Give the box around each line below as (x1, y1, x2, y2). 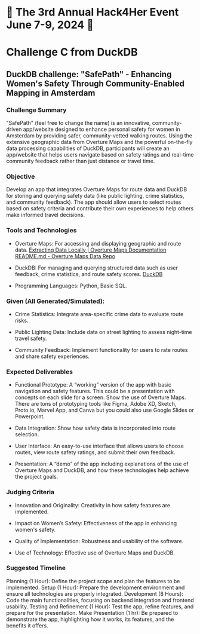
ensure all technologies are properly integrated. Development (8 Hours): (6, 590, 184, 597)
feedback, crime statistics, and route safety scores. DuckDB (14, 270, 163, 277)
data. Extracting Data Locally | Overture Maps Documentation (14, 246, 167, 253)
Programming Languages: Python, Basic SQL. (14, 282, 127, 289)
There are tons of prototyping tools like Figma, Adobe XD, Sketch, (14, 400, 177, 408)
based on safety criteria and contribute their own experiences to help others (6, 205, 194, 212)
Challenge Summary (6, 106, 67, 114)
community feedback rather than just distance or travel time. (6, 158, 155, 165)
